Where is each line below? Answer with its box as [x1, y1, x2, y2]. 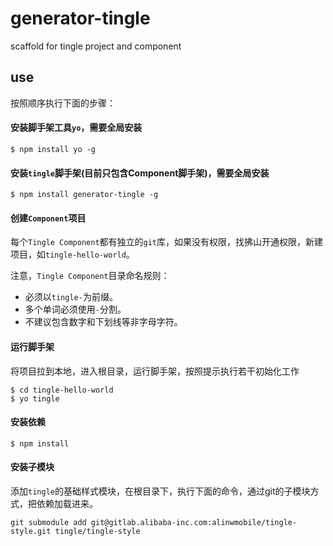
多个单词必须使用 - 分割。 [24, 303, 127, 316]
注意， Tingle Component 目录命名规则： [10, 270, 170, 282]
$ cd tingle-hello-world [10, 385, 114, 395]
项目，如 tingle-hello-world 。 [10, 248, 135, 261]
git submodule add [10, 517, 87, 527]
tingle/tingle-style [54, 526, 141, 536]
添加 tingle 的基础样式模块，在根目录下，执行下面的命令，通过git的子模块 [10, 485, 311, 497]
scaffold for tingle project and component [10, 40, 182, 52]
